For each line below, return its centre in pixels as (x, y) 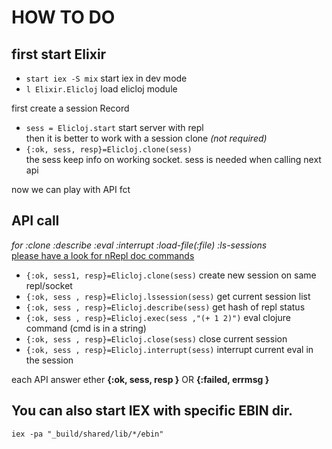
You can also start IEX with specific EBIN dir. (152, 411)
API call (35, 221)
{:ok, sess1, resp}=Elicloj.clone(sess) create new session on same (171, 275)
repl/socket (49, 285)
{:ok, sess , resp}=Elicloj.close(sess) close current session (156, 338)
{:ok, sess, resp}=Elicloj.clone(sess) (109, 150)
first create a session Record (70, 108)
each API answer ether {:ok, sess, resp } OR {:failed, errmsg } (140, 379)
